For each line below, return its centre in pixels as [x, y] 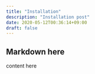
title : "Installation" [34, 11]
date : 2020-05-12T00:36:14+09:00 [47, 22]
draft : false [22, 28]
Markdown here [36, 51]
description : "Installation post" [48, 17]
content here [21, 66]
